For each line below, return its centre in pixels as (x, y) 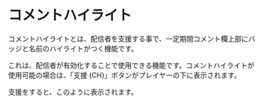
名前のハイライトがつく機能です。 (84, 48)
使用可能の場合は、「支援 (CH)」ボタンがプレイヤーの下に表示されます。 (124, 75)
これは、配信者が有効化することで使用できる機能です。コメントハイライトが (131, 65)
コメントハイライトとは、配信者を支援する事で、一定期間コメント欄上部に (128, 39)
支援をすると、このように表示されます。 (73, 91)
